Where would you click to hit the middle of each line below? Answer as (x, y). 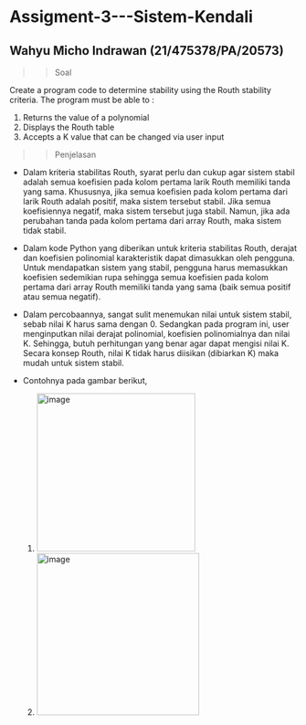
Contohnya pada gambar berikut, (85, 380)
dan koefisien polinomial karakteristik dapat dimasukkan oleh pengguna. (158, 258)
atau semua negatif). (62, 297)
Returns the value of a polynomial (86, 117)
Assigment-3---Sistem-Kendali (132, 17)
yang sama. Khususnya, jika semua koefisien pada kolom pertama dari (155, 192)
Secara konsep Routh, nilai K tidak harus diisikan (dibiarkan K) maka (151, 353)
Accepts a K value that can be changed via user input (123, 137)
